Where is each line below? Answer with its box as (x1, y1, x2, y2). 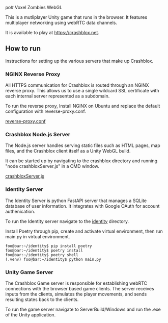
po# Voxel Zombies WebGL (5, 5, 63, 10)
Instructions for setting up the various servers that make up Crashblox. (5, 58, 154, 64)
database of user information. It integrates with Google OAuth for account (5, 203, 160, 209)
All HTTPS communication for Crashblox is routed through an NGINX (5, 82, 149, 88)
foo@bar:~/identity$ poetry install (5, 247, 83, 253)
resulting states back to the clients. (5, 296, 79, 303)
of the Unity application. (5, 312, 56, 318)
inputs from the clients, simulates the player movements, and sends (5, 291, 147, 297)
